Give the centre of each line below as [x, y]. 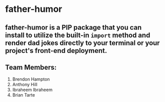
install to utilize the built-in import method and [78, 35]
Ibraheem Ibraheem [32, 90]
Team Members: [31, 67]
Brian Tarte [24, 95]
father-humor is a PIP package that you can [74, 27]
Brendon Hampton [31, 79]
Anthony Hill [25, 85]
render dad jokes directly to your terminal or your [82, 43]
